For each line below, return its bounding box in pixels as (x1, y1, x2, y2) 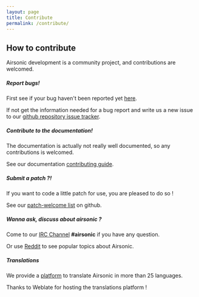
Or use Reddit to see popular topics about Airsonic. (6, 243, 135, 250)
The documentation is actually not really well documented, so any (6, 142, 171, 150)
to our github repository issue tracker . (6, 113, 101, 121)
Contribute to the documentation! (6, 127, 93, 134)
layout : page (6, 9, 39, 15)
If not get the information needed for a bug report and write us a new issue (6, 107, 193, 114)
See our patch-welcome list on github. (6, 201, 102, 209)
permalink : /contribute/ (6, 20, 69, 26)
